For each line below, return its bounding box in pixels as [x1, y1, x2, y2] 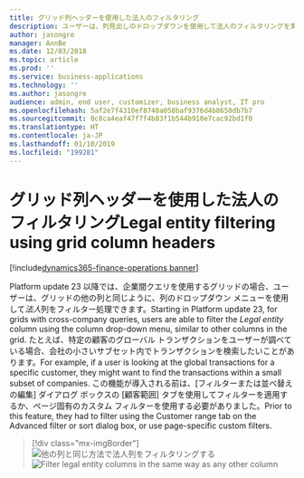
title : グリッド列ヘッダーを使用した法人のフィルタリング [9, 13, 200, 23]
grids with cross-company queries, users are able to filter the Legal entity [9, 313, 284, 324]
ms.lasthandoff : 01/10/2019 [9, 139, 116, 148]
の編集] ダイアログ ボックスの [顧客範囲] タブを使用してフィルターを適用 [9, 388, 280, 399]
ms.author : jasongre [9, 89, 88, 98]
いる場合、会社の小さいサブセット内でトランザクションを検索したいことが [9, 345, 287, 356]
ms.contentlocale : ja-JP [9, 131, 103, 140]
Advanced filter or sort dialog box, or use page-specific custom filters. [9, 420, 272, 431]
